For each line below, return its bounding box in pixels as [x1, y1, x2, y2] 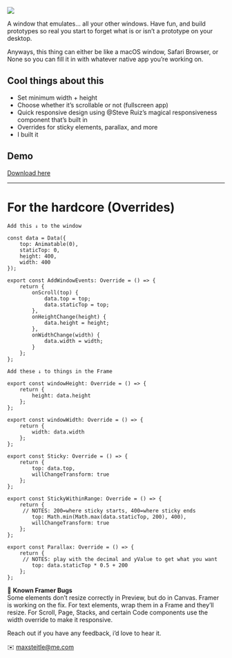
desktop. [7, 35, 32, 42]
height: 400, [19, 253, 57, 260]
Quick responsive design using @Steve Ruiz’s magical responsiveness [17, 108, 217, 116]
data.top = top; [43, 295, 91, 302]
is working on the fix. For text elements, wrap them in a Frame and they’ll [7, 601, 214, 609]
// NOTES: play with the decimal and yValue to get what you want [22, 555, 217, 562]
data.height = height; [43, 319, 110, 326]
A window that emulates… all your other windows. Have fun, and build [7, 19, 206, 28]
